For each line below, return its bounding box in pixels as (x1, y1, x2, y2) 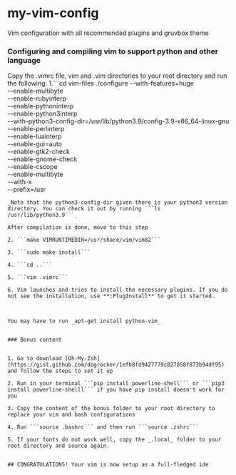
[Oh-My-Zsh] (64, 355, 101, 362)
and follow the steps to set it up (7, 367, 113, 375)
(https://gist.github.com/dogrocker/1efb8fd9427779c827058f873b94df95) (7, 362, 225, 369)
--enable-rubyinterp (7, 94, 66, 103)
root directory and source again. (7, 442, 111, 450)
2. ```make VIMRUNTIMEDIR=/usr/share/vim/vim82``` (7, 237, 161, 244)
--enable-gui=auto (7, 140, 63, 148)
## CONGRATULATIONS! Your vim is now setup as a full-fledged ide (7, 461, 209, 469)
